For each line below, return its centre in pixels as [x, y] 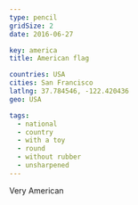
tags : [19, 115]
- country [35, 132]
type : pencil [33, 17]
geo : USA [25, 99]
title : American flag [49, 59]
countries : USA [37, 75]
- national [37, 124]
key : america [33, 50]
